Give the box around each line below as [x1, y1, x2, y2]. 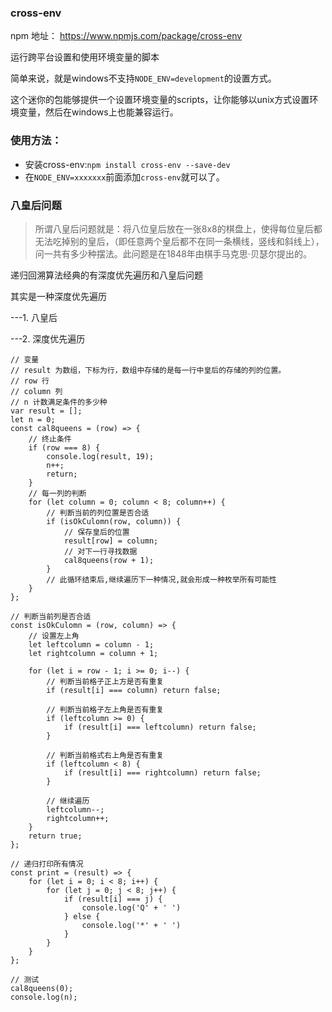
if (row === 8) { [28, 442, 101, 453]
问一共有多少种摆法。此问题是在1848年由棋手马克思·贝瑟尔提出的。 [34, 247, 312, 260]
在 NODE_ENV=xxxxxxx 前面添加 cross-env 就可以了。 [24, 171, 225, 183]
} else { [63, 911, 101, 921]
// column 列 [10, 386, 63, 396]
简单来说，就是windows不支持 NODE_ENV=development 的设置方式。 [10, 72, 277, 85]
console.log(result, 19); [46, 451, 155, 461]
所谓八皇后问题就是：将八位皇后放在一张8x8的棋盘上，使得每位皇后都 [34, 222, 323, 235]
